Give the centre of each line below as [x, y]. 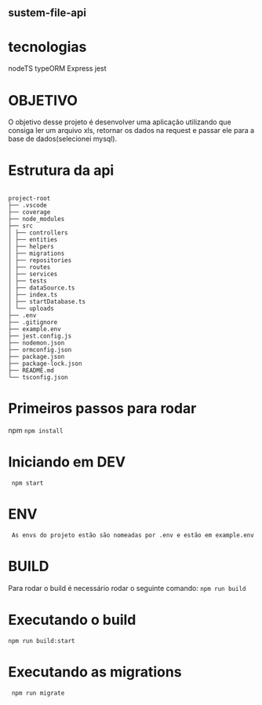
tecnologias [47, 47]
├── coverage [29, 212]
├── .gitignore [33, 323]
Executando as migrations [95, 672]
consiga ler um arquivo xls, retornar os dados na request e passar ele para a [131, 131]
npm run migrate [38, 693]
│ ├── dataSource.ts [42, 288]
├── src [21, 226]
